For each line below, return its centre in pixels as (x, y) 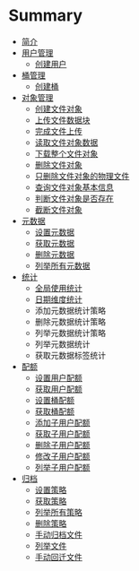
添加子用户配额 (62, 422)
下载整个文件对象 (66, 153)
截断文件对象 (58, 209)
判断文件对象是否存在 (74, 198)
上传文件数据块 (62, 120)
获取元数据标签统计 (70, 355)
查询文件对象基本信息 (74, 187)
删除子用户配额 (62, 445)
